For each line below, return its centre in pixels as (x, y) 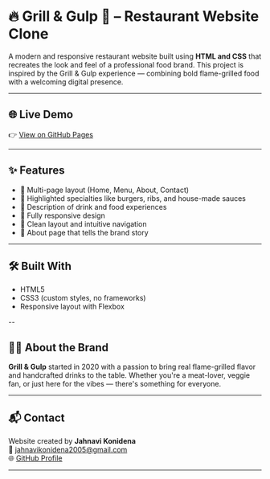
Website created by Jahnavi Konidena (72, 441)
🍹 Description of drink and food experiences (93, 207)
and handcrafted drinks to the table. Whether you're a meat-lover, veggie (129, 375)
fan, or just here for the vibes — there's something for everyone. (115, 384)
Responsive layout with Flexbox (72, 307)
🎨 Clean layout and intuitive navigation (83, 223)
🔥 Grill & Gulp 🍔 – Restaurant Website (134, 16)
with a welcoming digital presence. (66, 82)
